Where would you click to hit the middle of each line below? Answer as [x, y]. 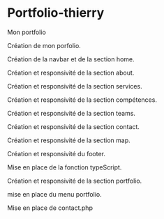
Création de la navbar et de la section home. [71, 59]
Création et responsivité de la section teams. [72, 113]
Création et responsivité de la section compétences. [82, 100]
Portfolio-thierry [56, 13]
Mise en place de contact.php [50, 208]
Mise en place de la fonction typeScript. [65, 167]
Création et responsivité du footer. [57, 153]
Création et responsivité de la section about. [71, 73]
